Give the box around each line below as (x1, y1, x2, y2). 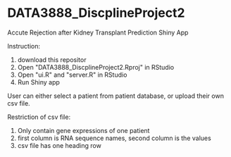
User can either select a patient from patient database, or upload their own (7, 92, 224, 100)
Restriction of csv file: (7, 113, 71, 121)
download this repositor (17, 55, 87, 64)
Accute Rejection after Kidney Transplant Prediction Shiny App (7, 28, 189, 37)
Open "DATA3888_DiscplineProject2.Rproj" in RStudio (17, 63, 175, 71)
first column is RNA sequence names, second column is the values (17, 134, 211, 142)
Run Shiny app (17, 77, 60, 86)
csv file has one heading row (17, 141, 102, 149)
